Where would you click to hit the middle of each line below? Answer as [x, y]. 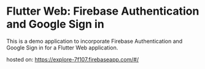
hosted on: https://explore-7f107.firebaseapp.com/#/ [73, 59]
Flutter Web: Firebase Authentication [103, 11]
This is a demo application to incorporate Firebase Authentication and [95, 41]
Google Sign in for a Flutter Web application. [62, 48]
